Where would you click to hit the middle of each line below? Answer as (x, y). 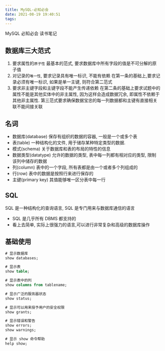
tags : (11, 19)
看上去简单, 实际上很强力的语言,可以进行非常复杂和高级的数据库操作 (81, 225)
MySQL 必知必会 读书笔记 (31, 34)
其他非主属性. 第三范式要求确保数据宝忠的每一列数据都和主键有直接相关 (85, 100)
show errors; (18, 326)
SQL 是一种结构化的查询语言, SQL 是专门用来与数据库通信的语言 (70, 208)
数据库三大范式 (28, 51)
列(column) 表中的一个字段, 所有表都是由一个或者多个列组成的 (75, 167)
